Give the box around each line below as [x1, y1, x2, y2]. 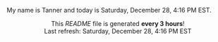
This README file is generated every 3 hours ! [51, 20, 185, 27]
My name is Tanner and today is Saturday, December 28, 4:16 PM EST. [6, 6, 212, 14]
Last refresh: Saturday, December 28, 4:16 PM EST [44, 27, 192, 35]
